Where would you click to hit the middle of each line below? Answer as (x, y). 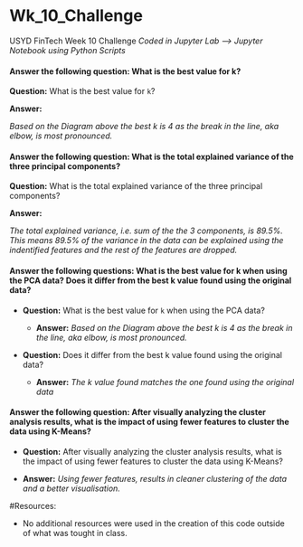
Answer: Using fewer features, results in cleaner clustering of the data (155, 478)
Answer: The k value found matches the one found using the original (165, 382)
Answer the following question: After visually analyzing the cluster (138, 412)
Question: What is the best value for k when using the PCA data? (143, 310)
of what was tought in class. (75, 533)
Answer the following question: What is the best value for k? (125, 71)
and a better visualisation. (71, 488)
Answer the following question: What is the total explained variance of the (151, 156)
